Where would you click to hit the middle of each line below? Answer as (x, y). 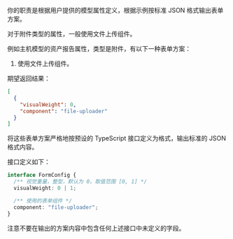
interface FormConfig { (42, 175)
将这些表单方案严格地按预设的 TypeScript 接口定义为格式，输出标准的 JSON (116, 138)
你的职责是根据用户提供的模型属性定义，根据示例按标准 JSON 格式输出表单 (115, 10)
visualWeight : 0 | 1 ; (45, 188)
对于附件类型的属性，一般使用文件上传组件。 (72, 34)
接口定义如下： (29, 162)
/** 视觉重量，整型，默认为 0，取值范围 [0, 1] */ (80, 182)
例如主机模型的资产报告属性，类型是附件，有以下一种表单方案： (99, 49)
